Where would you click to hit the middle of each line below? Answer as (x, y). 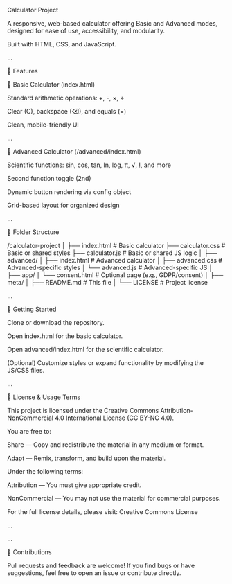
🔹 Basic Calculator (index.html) (51, 85)
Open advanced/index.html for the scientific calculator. (86, 349)
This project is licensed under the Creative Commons (83, 410)
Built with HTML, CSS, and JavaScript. (62, 44)
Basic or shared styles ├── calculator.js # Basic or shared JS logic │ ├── (112, 253)
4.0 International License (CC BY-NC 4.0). (115, 418)
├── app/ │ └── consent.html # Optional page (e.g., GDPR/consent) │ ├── (115, 275)
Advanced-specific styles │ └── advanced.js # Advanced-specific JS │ (110, 267)
